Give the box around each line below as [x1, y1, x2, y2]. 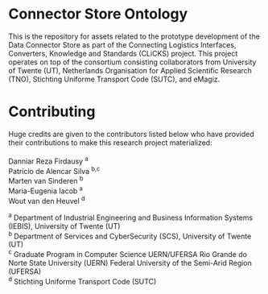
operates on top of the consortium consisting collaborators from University [8, 57, 257, 67]
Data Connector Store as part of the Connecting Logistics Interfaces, [8, 39, 237, 49]
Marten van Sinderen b [8, 175, 84, 185]
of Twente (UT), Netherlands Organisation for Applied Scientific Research [8, 65, 252, 75]
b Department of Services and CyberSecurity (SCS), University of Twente [8, 230, 252, 241]
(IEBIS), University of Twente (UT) [8, 221, 121, 230]
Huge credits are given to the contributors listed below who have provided [8, 129, 255, 139]
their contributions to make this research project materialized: [8, 138, 212, 147]
